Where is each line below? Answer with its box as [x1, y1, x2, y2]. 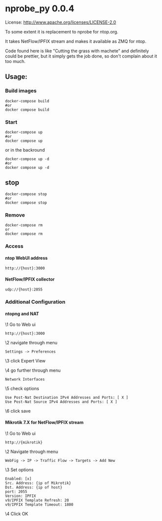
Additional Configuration [5, 298, 65, 305]
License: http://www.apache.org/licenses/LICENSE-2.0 [5, 19, 116, 25]
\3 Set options [5, 466, 34, 473]
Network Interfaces [5, 377, 45, 382]
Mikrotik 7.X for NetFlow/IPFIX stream [5, 420, 84, 425]
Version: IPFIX [5, 493, 36, 498]
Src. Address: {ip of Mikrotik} [5, 481, 71, 486]
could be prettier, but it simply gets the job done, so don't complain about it [5, 53, 157, 59]
